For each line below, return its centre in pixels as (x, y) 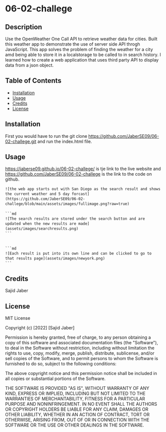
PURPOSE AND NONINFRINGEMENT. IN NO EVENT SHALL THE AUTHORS (81, 404)
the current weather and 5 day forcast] (48, 194)
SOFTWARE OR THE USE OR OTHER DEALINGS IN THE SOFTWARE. (75, 425)
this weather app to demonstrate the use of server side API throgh (73, 44)
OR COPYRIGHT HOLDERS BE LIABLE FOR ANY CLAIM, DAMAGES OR (77, 409)
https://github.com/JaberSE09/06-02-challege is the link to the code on (79, 174)
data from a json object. (29, 65)
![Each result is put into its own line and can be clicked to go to (79, 253)
